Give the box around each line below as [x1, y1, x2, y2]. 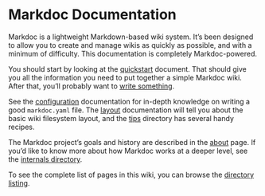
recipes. [8, 122, 35, 131]
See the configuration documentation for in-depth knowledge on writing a [8, 96, 251, 106]
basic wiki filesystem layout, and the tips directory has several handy [8, 113, 235, 123]
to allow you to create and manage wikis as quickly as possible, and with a [8, 40, 252, 49]
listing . [8, 178, 30, 188]
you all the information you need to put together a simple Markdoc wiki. [8, 73, 243, 82]
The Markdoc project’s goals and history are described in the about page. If [8, 137, 256, 147]
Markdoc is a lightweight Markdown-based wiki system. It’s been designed [8, 32, 254, 41]
